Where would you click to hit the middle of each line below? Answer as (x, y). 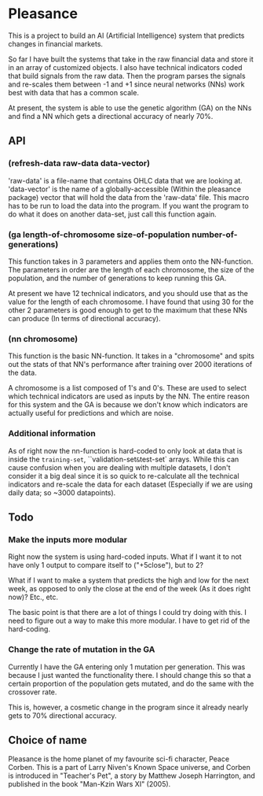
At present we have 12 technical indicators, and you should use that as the (128, 293)
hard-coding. (29, 629)
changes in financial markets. (56, 43)
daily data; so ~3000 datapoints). (62, 492)
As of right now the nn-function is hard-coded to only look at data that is (126, 450)
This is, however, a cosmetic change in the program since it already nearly (128, 707)
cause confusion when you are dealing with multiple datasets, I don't (119, 467)
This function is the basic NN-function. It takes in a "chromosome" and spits (131, 356)
